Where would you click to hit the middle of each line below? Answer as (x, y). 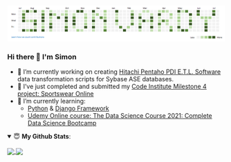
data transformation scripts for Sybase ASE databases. (95, 79)
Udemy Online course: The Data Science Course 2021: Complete (120, 115)
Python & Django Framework (68, 108)
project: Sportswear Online (55, 93)
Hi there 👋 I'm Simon (42, 57)
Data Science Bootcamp (62, 123)
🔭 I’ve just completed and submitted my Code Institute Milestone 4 (112, 86)
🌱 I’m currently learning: (51, 101)
